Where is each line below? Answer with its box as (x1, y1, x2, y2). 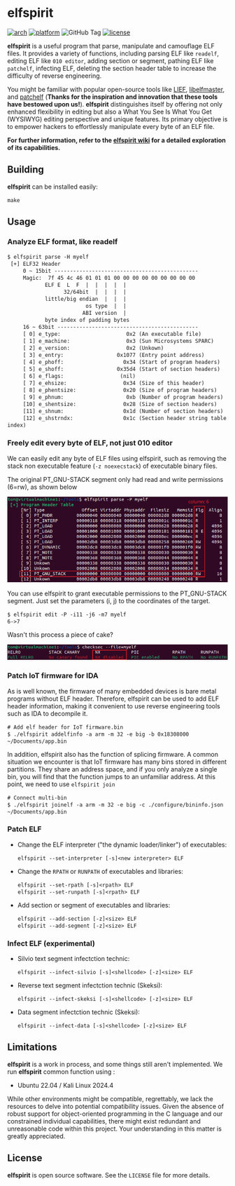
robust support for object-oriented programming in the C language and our (7, 1110, 223, 1118)
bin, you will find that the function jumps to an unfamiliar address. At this (7, 772, 215, 781)
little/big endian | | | (44, 296, 127, 303)
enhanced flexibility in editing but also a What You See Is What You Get (7, 107, 212, 116)
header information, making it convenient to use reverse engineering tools (7, 701, 220, 710)
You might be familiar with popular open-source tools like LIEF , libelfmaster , (7, 85, 225, 93)
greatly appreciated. (7, 1131, 66, 1140)
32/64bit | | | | (63, 289, 127, 296)
